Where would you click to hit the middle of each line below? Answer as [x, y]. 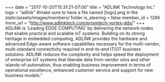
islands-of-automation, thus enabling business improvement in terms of [78, 65]
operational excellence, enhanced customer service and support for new [79, 70]
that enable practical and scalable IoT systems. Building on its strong [75, 33]
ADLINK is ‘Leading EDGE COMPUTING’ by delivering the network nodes [79, 28]
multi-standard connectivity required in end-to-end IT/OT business [73, 49]
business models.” [24, 75]
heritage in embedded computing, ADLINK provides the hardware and [76, 39]
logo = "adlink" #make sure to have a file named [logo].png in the [72, 12]
